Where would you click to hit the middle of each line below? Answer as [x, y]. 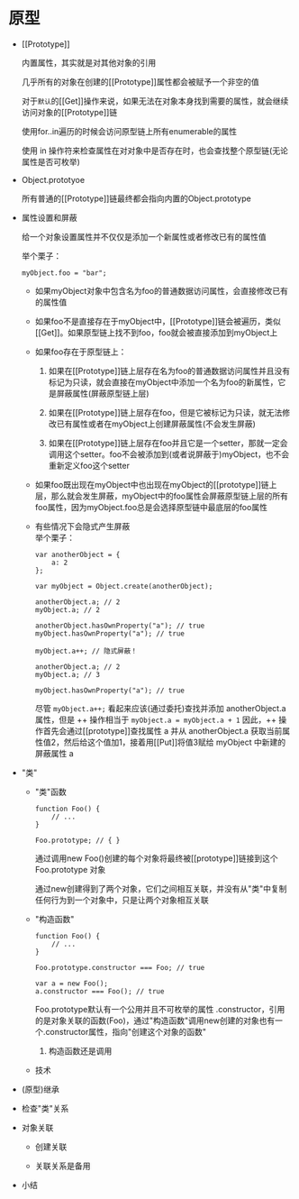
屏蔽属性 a [54, 753]
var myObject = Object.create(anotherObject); [124, 586]
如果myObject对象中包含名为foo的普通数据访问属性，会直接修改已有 [162, 290]
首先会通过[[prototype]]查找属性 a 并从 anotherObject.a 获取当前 [163, 730]
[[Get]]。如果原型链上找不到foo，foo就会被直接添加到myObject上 [156, 332]
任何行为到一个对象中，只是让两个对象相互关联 [122, 900]
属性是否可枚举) [50, 161]
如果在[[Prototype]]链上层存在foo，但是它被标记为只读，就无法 [165, 412]
